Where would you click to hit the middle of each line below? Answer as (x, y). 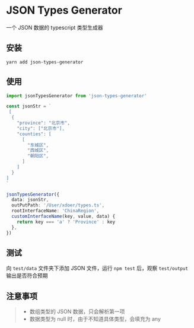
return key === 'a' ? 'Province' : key (66, 222)
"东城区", (38, 145)
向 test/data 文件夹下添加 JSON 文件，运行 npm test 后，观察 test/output (97, 268)
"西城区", (38, 151)
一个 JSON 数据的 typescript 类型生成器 (55, 27)
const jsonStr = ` (29, 106)
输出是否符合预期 (27, 276)
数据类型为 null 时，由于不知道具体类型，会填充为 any (95, 319)
